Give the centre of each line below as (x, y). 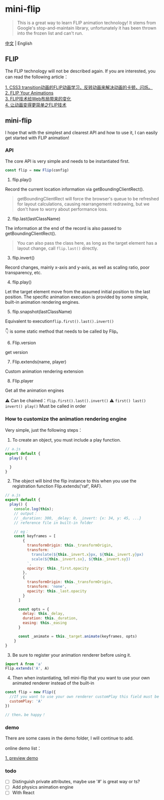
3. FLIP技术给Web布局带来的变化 (38, 98)
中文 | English (19, 43)
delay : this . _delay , (44, 614)
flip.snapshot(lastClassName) (42, 312)
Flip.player (23, 381)
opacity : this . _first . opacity (58, 568)
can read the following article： (37, 77)
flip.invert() (23, 257)
